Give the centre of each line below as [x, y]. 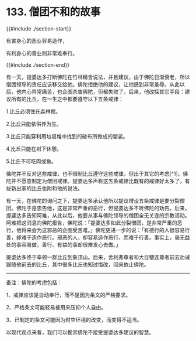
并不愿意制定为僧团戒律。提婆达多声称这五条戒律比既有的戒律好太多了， [98, 181]
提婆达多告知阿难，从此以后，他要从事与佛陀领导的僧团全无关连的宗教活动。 [98, 215]
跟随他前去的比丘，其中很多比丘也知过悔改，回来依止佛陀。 [78, 264]
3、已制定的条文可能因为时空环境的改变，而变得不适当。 [74, 319]
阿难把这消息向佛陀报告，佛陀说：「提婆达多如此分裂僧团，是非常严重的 [92, 223]
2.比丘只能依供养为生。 [34, 124]
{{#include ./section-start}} [39, 28]
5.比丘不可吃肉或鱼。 [31, 161]
